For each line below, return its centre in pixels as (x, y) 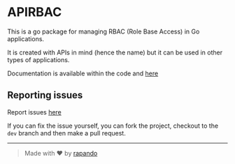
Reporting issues (45, 95)
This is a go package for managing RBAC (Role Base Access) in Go (104, 31)
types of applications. (38, 59)
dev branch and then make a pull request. (66, 133)
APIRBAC (35, 12)
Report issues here (34, 112)
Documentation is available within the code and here (83, 73)
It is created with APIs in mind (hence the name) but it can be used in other (115, 52)
